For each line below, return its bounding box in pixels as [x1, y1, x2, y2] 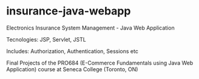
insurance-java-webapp [6, 4, 131, 18]
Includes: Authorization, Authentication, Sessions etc [6, 47, 138, 55]
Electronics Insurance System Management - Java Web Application [6, 24, 175, 31]
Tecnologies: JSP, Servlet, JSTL [6, 36, 86, 43]
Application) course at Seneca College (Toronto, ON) [6, 65, 138, 73]
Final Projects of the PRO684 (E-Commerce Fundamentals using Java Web [6, 59, 194, 66]
